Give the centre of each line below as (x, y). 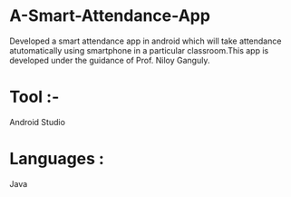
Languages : (57, 159)
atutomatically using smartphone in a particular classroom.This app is (139, 50)
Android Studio (38, 122)
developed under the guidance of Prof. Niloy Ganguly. (110, 60)
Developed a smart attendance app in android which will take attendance (145, 41)
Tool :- (34, 97)
